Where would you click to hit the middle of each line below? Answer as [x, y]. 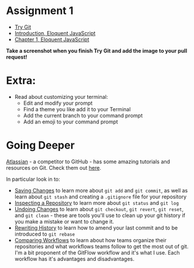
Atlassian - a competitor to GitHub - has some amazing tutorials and [88, 162]
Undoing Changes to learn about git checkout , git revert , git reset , [99, 209]
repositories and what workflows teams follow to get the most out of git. [101, 246]
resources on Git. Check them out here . [54, 167]
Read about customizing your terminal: [61, 97]
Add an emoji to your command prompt [71, 122]
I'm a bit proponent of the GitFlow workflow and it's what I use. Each [97, 252]
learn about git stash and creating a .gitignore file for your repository [101, 197]
